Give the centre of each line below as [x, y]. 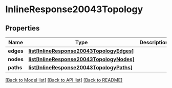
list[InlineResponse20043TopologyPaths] [81, 67]
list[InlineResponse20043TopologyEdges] [81, 51]
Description [154, 42]
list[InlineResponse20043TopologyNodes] [81, 59]
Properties [23, 28]
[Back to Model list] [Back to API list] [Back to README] [64, 80]
